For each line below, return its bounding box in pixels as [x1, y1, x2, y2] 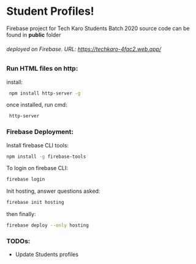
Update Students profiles [15, 250, 78, 258]
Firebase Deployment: [6, 128, 74, 136]
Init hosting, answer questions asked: [6, 187, 100, 195]
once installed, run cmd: [6, 101, 67, 109]
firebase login [6, 176, 45, 182]
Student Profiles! [6, 4, 95, 18]
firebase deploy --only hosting [6, 222, 89, 228]
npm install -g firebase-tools [6, 153, 86, 160]
